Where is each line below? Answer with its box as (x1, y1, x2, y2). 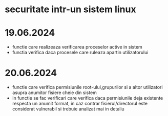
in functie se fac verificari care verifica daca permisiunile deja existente (12, 95, 163, 101)
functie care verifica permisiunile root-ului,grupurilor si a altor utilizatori (12, 84, 163, 90)
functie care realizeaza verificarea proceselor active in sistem (12, 44, 143, 50)
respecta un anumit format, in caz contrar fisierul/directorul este (12, 101, 148, 107)
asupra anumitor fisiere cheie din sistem (12, 89, 97, 96)
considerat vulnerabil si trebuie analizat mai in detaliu (12, 106, 125, 112)
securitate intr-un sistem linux (5, 4, 136, 15)
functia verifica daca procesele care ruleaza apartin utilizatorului (12, 50, 149, 56)
